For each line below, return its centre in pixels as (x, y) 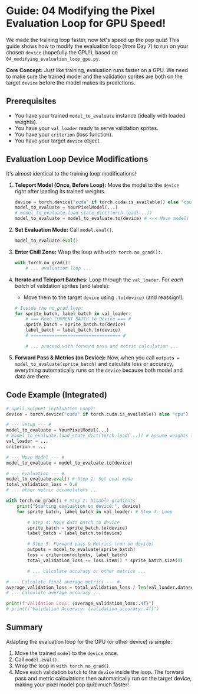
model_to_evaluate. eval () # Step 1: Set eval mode (70, 479)
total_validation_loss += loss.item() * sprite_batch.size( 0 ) (105, 560)
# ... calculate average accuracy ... (54, 593)
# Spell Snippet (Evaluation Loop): (51, 408)
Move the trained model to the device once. (67, 653)
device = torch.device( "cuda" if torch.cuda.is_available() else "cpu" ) (97, 414)
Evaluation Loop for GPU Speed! (86, 23)
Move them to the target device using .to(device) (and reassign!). (104, 297)
